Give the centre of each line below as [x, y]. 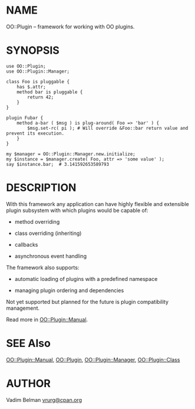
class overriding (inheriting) [48, 233]
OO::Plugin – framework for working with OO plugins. [70, 27]
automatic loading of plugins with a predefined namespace [86, 279]
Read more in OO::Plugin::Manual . [47, 319]
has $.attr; [31, 87]
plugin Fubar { [25, 118]
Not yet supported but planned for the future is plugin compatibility [87, 302]
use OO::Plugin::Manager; [38, 71]
